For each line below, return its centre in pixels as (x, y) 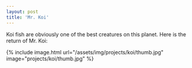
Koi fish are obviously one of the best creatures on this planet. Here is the (96, 34)
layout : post (22, 12)
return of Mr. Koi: (27, 41)
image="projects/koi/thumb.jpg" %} (50, 58)
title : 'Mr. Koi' (28, 17)
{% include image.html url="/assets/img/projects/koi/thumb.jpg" (85, 52)
